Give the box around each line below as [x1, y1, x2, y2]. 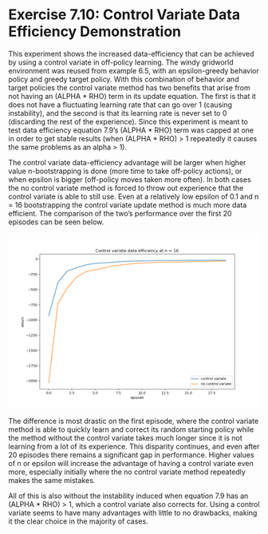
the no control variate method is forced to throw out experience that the [8, 183, 244, 192]
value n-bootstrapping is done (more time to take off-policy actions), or [8, 166, 242, 176]
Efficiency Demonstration [8, 22, 182, 41]
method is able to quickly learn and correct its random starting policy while [8, 425, 254, 434]
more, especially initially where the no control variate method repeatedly [8, 467, 246, 477]
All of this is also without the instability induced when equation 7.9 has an [8, 491, 249, 500]
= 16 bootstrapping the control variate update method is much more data [8, 200, 247, 209]
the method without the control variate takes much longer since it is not [8, 433, 243, 443]
